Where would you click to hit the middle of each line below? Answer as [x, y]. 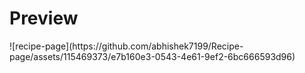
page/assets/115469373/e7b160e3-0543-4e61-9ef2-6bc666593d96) [152, 56]
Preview [44, 18]
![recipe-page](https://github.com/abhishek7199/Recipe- [126, 46]
